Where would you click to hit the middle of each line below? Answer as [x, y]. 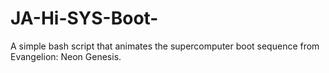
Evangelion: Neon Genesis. [66, 56]
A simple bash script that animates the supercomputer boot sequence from [165, 46]
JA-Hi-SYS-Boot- [84, 18]
